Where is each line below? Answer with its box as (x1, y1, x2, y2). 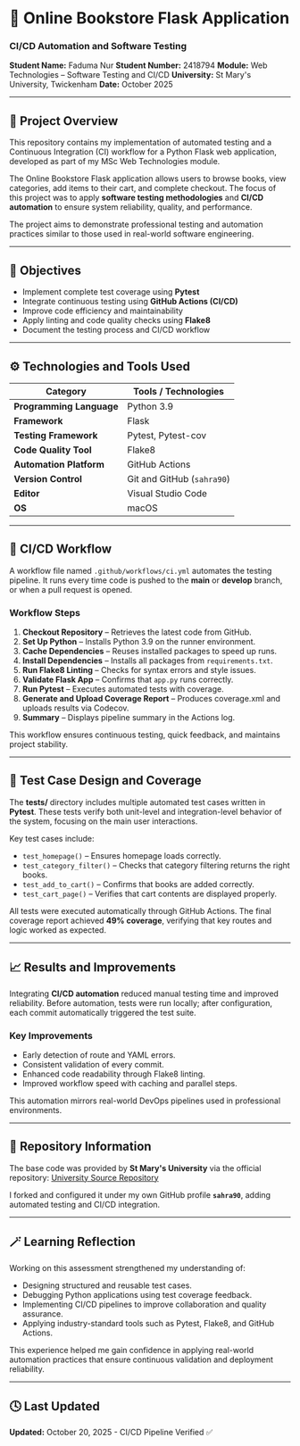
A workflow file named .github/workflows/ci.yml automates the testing (9, 565, 272, 576)
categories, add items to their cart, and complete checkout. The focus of (9, 183, 277, 194)
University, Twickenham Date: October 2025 (9, 79, 174, 90)
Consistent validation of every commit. (21, 1059, 165, 1069)
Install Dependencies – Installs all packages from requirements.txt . (21, 655, 274, 666)
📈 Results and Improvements (9, 960, 177, 976)
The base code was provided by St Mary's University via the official (9, 1162, 262, 1173)
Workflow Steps (9, 606, 80, 619)
